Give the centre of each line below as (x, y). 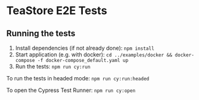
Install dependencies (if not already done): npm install (85, 48)
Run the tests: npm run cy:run (53, 66)
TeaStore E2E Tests (57, 11)
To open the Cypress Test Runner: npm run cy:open (71, 90)
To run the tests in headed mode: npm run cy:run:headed (78, 78)
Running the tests (41, 33)
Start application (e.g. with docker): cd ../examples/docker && (94, 55)
